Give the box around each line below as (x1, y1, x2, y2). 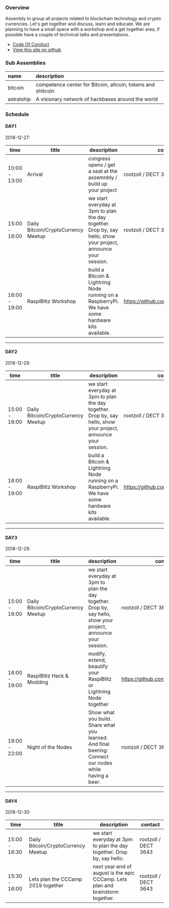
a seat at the (88, 167, 118, 174)
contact (141, 821, 160, 828)
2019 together (29, 882, 64, 889)
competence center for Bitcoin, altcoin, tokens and (36, 81, 155, 88)
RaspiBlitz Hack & (27, 673, 69, 680)
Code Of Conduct (12, 41, 49, 47)
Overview (5, 4, 30, 11)
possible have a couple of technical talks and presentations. (5, 32, 130, 38)
